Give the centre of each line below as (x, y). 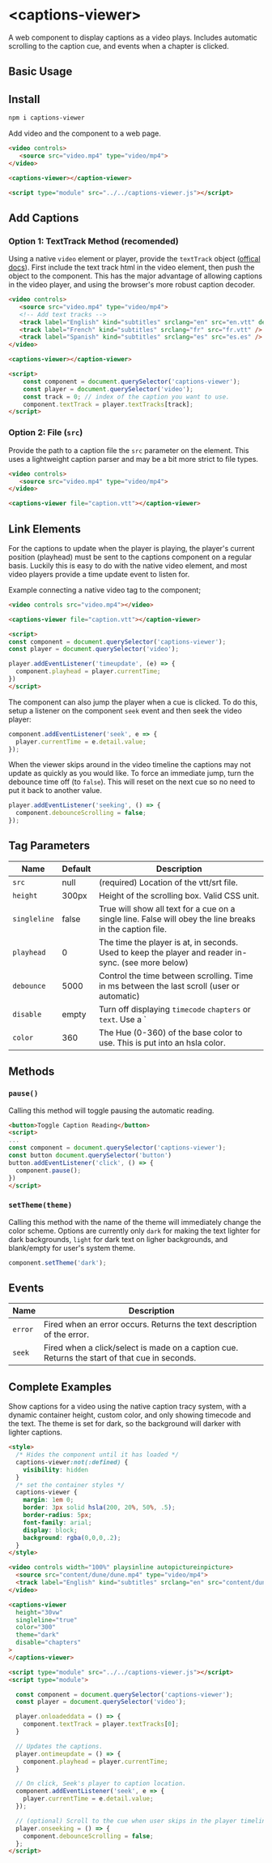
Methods (32, 1072)
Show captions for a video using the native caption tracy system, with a (127, 1407)
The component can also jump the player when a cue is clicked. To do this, (133, 702)
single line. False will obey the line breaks (177, 919)
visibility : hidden (56, 1470)
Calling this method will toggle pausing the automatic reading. (111, 1110)
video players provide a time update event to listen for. (99, 574)
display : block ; (51, 1530)
